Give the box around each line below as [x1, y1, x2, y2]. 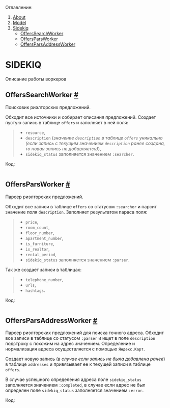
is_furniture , [25, 240, 54, 247]
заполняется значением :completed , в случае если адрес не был [5, 382, 146, 388]
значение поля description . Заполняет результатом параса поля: [5, 209, 148, 215]
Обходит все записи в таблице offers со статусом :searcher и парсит [5, 203, 157, 209]
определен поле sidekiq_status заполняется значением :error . [5, 387, 144, 394]
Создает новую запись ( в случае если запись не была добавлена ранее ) [5, 356, 165, 362]
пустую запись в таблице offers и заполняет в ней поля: [5, 119, 129, 125]
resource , [25, 129, 45, 135]
